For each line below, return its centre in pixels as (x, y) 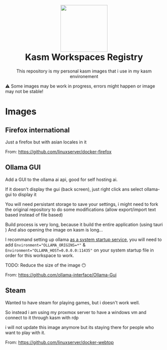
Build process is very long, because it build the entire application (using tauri (84, 224)
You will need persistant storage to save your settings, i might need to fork (82, 204)
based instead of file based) (34, 214)
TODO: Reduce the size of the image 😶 (46, 265)
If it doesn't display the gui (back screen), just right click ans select (74, 189)
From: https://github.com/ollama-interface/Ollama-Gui (61, 274)
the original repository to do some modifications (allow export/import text (80, 209)
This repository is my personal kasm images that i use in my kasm (84, 71)
